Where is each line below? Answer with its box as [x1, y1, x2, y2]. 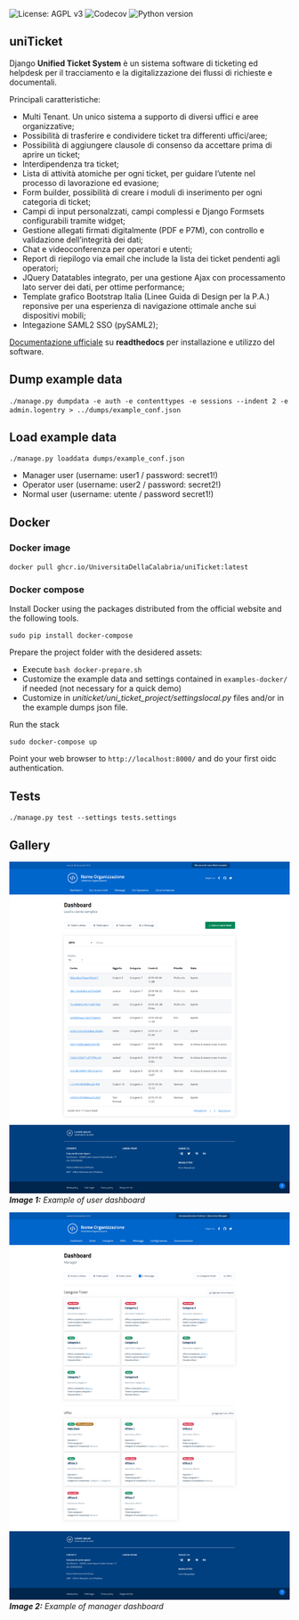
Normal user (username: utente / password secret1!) [21, 489, 214, 500]
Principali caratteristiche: [9, 94, 101, 104]
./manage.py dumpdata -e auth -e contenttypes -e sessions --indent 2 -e [9, 396, 289, 405]
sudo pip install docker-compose [9, 631, 133, 640]
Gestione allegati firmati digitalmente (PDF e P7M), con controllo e [21, 224, 265, 235]
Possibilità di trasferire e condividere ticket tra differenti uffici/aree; [21, 130, 269, 141]
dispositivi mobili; [21, 310, 86, 321]
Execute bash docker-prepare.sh [21, 664, 142, 675]
